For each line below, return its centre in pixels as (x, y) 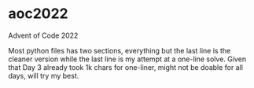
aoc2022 (38, 14)
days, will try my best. (44, 75)
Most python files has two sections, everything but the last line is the (120, 50)
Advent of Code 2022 (43, 35)
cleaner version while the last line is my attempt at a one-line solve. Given (127, 59)
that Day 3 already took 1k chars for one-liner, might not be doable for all (126, 67)
